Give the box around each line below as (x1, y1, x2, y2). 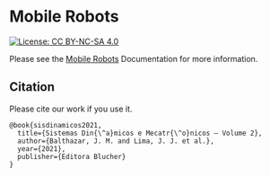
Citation (9, 79, 56, 95)
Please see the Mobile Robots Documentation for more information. (9, 53, 258, 64)
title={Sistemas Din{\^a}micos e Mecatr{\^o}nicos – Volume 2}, (17, 128, 263, 137)
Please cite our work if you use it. (9, 103, 133, 114)
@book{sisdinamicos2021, (9, 120, 102, 129)
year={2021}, (17, 144, 66, 154)
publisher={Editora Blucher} (17, 152, 126, 161)
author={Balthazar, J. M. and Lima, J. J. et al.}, (17, 137, 215, 146)
